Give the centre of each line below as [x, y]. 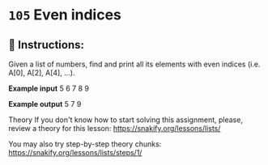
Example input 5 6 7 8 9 [49, 88]
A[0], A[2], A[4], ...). [42, 73]
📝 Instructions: [47, 45]
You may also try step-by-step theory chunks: [85, 144]
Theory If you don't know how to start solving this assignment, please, [125, 120]
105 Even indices [65, 15]
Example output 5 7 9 [45, 104]
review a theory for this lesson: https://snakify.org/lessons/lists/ [115, 128]
